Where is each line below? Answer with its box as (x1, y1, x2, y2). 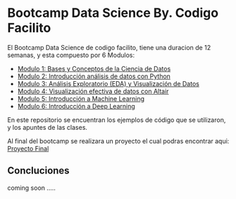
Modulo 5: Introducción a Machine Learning (17, 94, 145, 103)
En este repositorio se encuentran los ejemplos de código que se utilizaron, (7, 115, 226, 124)
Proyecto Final (7, 144, 49, 152)
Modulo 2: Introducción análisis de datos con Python (17, 72, 171, 80)
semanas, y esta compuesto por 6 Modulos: (7, 51, 135, 59)
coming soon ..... (7, 183, 56, 192)
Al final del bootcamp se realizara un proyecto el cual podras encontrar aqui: (7, 136, 230, 145)
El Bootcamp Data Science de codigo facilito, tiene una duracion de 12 (7, 43, 211, 52)
